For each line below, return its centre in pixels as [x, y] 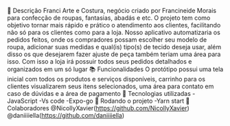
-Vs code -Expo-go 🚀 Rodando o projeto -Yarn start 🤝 [114, 101]
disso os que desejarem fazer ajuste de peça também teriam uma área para [114, 54]
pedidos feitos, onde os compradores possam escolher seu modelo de [107, 40]
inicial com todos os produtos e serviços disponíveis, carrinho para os [106, 79]
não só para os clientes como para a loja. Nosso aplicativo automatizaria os [114, 32]
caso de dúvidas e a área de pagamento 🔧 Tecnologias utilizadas [99, 93]
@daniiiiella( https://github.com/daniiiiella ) [66, 115]
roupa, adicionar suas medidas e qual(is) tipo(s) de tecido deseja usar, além [114, 47]
